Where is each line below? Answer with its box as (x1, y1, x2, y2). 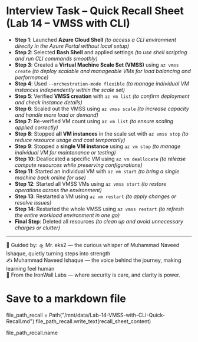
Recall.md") (6, 317, 35, 325)
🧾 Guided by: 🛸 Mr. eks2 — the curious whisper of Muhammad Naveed (6, 241, 180, 248)
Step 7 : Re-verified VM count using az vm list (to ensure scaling (14, 117, 174, 124)
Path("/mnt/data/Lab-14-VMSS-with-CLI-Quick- (49, 311, 166, 318)
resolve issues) (14, 199, 52, 206)
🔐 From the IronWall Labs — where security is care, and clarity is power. (6, 271, 181, 278)
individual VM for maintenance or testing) (14, 149, 116, 156)
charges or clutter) (14, 224, 61, 231)
